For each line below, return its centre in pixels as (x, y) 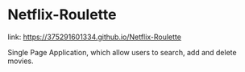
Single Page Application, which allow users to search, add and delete (122, 52)
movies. (21, 61)
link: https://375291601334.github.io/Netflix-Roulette (95, 37)
